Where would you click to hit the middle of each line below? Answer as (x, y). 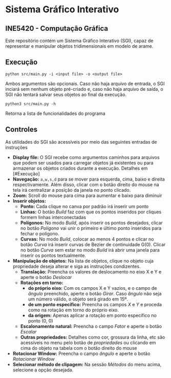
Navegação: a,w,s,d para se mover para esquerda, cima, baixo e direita (89, 179)
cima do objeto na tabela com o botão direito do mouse (79, 348)
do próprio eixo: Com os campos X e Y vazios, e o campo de (92, 288)
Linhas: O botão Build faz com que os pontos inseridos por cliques (91, 212)
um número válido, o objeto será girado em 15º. (78, 299)
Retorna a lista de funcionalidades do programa (56, 113)
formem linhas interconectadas (53, 217)
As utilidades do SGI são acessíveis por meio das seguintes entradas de (81, 142)
